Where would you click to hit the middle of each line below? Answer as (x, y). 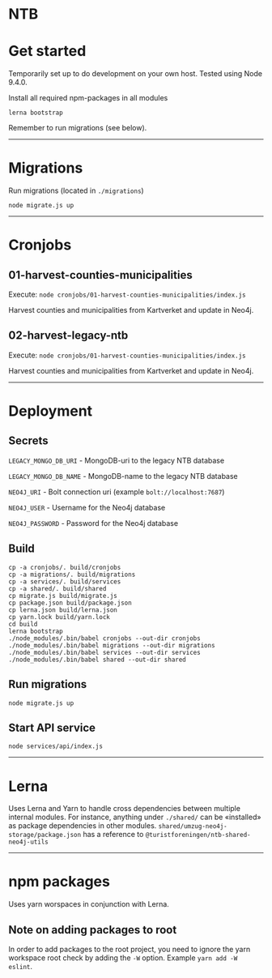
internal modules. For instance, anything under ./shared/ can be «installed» (135, 817)
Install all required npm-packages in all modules (88, 98)
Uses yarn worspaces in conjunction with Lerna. (89, 904)
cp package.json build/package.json (70, 603)
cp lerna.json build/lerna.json (63, 610)
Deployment (51, 411)
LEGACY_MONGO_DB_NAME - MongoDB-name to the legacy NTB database (123, 476)
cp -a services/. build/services (65, 581)
